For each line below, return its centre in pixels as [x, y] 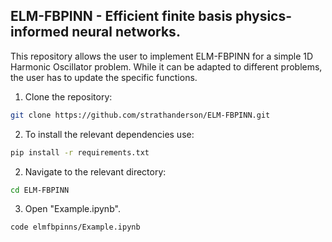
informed [40, 32]
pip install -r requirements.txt [80, 152]
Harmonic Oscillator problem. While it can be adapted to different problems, [166, 66]
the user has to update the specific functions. [104, 77]
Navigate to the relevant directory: [95, 171]
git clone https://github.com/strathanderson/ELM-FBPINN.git [140, 115]
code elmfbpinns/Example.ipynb [75, 227]
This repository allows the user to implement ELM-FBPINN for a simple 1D [162, 56]
